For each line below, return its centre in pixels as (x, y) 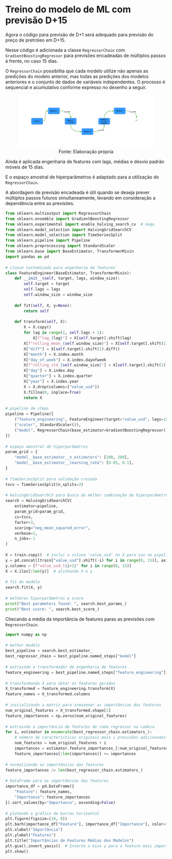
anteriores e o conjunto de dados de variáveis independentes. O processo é (85, 82)
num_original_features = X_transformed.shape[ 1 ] (58, 710)
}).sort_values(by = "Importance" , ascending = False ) (60, 802)
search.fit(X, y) (24, 588)
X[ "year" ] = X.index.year (51, 381)
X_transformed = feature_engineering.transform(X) (60, 689)
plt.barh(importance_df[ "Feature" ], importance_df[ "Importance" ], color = (86, 824)
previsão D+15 (36, 20)
